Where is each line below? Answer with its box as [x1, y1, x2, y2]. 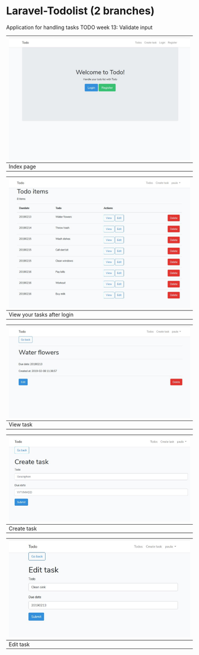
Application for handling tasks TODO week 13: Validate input [6, 24, 153, 31]
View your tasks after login [8, 311, 74, 318]
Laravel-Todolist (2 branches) [6, 4, 155, 18]
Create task [8, 525, 37, 532]
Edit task [8, 641, 30, 648]
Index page [8, 163, 37, 170]
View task [8, 421, 33, 428]
